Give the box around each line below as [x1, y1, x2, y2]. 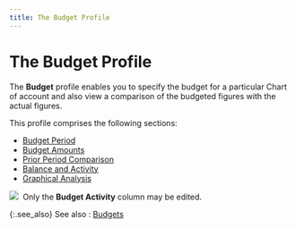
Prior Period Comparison [22, 154, 115, 165]
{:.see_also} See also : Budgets [9, 208, 124, 219]
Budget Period [22, 135, 76, 146]
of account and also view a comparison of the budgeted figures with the [9, 90, 276, 101]
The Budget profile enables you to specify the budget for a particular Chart [9, 81, 287, 92]
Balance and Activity [22, 163, 99, 174]
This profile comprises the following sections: [9, 117, 178, 128]
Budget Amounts [22, 144, 85, 155]
